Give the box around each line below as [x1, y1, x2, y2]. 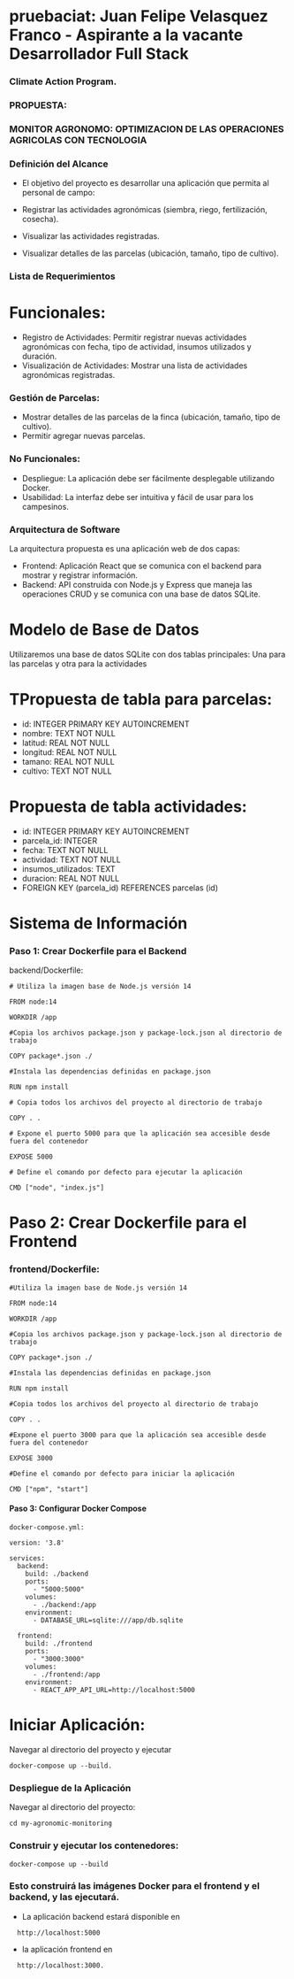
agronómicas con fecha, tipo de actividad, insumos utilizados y [21, 342, 252, 352]
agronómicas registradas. [21, 370, 116, 381]
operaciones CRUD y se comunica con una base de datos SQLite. [21, 589, 261, 599]
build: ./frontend [25, 1639, 93, 1648]
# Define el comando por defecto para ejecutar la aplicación [9, 1168, 243, 1177]
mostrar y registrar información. [21, 570, 139, 581]
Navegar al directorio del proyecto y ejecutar [9, 1744, 172, 1754]
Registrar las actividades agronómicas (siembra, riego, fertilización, [21, 204, 268, 215]
